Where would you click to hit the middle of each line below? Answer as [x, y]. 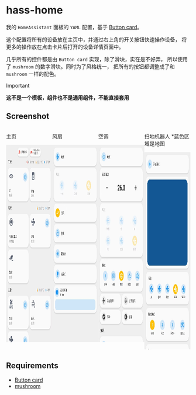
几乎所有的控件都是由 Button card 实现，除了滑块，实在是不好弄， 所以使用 [97, 59]
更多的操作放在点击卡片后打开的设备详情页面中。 [65, 47]
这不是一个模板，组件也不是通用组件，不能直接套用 [68, 98]
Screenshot [28, 117]
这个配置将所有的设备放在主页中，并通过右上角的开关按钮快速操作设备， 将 [97, 39]
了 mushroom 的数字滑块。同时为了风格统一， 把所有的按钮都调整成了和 [91, 66]
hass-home [35, 10]
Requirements [32, 366]
